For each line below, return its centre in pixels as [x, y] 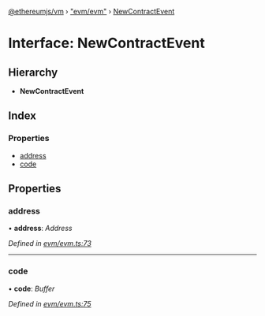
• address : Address [40, 229]
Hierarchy [33, 72]
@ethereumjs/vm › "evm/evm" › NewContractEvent [91, 11]
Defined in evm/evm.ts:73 [50, 244]
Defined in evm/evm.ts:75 [50, 303]
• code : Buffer [32, 288]
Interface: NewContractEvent [106, 43]
